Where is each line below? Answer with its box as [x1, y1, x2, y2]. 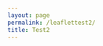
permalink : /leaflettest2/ [7, 19, 96, 27]
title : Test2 [7, 26, 50, 34]
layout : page [7, 11, 50, 19]
